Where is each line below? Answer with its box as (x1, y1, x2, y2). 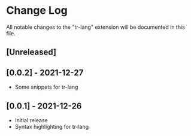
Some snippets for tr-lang (14, 83, 78, 90)
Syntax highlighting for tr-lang (14, 123, 89, 130)
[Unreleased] (6, 47, 57, 58)
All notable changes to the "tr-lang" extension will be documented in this (6, 23, 186, 31)
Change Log (6, 4, 68, 17)
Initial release (14, 116, 48, 123)
